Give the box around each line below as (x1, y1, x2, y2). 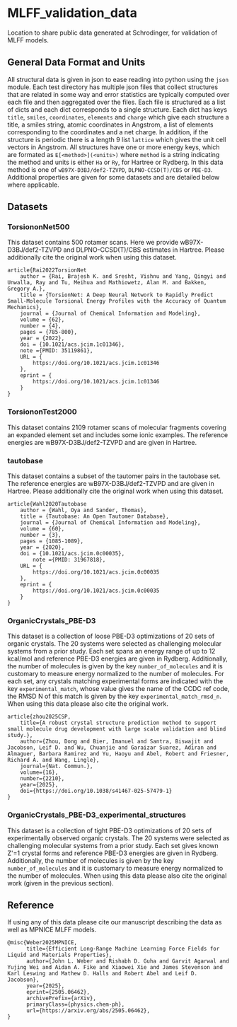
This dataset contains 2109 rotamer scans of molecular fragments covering (7, 423, 226, 431)
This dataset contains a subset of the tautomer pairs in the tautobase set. (7, 472, 221, 480)
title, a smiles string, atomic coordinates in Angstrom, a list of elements (7, 120, 214, 129)
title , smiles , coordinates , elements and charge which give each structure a (7, 112, 229, 121)
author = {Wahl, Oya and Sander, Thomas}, (20, 507, 147, 514)
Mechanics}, (7, 304, 42, 311)
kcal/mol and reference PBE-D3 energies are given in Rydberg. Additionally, (7, 654, 228, 663)
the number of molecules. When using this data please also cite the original (7, 871, 227, 880)
